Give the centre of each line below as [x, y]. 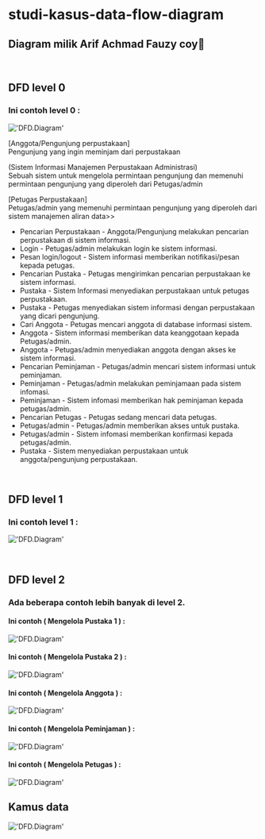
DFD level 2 [37, 580]
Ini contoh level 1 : [43, 522]
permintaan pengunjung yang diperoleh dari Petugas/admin [106, 183]
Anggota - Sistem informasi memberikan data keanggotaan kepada [129, 333]
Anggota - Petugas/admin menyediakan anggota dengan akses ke [128, 349]
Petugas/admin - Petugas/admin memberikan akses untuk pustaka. [130, 425]
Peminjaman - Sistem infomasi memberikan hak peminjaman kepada [131, 400]
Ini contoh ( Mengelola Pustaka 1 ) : [67, 622]
